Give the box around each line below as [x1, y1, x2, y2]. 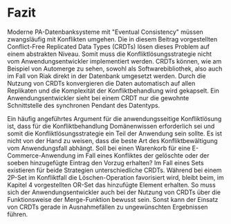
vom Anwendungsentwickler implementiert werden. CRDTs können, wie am [7, 57, 222, 65]
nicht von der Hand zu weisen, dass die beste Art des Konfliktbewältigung [7, 136, 218, 144]
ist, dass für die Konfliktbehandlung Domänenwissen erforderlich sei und [7, 122, 215, 130]
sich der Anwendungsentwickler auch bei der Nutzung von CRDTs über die [7, 188, 221, 196]
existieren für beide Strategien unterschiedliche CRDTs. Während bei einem [7, 166, 223, 174]
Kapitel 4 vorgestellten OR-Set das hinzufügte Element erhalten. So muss [7, 180, 216, 189]
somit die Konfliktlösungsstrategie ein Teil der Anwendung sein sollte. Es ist [7, 129, 223, 138]
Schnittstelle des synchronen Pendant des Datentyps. [7, 101, 160, 109]
